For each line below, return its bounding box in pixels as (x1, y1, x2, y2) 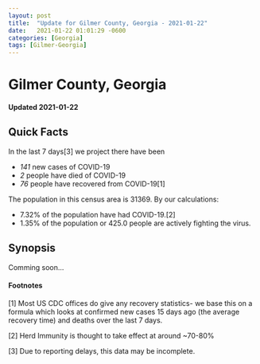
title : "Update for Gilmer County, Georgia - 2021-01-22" (8, 19, 208, 27)
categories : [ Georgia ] (8, 33, 83, 42)
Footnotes (8, 280, 43, 291)
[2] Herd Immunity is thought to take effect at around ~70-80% (8, 331, 215, 340)
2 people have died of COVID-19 (19, 170, 126, 180)
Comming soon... (8, 262, 64, 272)
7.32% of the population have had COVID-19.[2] (19, 209, 177, 219)
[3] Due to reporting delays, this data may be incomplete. (8, 346, 196, 355)
